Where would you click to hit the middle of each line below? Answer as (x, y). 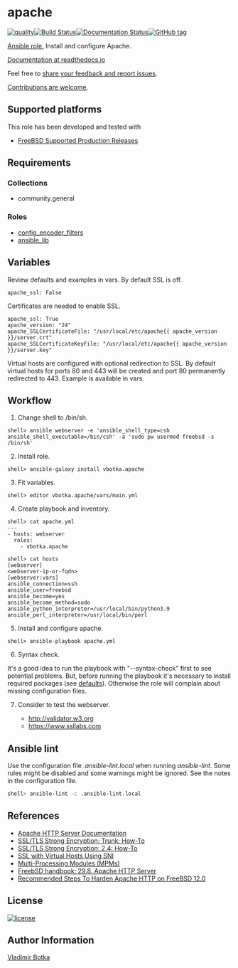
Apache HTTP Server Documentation (72, 833)
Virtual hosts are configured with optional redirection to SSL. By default (112, 363)
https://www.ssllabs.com (65, 726)
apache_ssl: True (33, 319)
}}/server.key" (30, 350)
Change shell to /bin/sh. (53, 417)
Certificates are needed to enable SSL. (64, 306)
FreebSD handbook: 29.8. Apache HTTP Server (87, 871)
